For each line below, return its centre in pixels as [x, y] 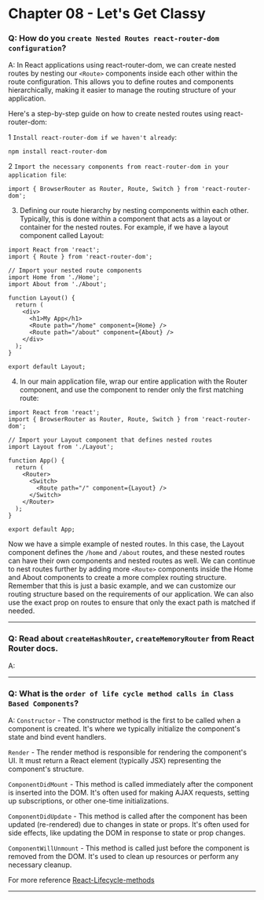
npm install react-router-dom [58, 152]
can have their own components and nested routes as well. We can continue [132, 561]
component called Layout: [62, 236]
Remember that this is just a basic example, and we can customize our [122, 586]
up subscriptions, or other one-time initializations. [88, 801]
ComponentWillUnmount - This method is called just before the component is [129, 848]
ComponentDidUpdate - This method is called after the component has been [128, 816]
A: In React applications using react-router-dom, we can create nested [122, 65]
